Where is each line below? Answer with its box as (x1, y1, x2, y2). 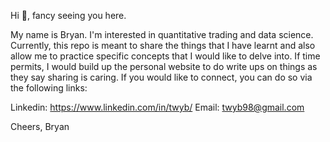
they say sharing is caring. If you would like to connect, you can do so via (10, 71, 313, 83)
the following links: (10, 82, 88, 94)
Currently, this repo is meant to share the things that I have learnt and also (10, 40, 316, 51)
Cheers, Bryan (10, 121, 70, 132)
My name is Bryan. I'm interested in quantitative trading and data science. (10, 29, 314, 40)
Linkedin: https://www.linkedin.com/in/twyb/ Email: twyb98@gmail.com (10, 101, 305, 113)
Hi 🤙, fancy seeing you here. (10, 10, 127, 21)
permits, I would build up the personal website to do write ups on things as (10, 61, 318, 72)
